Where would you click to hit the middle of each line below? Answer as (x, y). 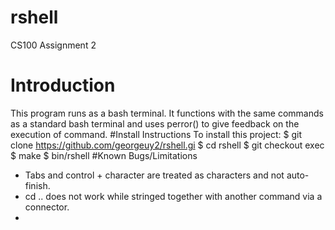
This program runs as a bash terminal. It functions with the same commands (167, 113)
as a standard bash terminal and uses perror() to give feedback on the (155, 123)
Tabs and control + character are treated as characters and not (154, 175)
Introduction (63, 85)
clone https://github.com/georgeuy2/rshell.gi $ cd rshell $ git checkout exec (167, 145)
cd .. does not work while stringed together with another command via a (173, 196)
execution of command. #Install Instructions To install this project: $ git (156, 134)
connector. (47, 207)
